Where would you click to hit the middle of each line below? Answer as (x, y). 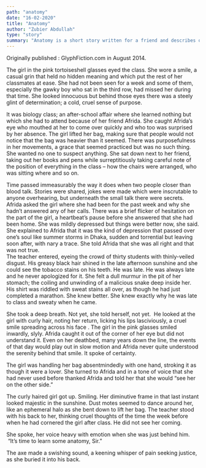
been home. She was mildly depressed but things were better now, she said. (103, 224)
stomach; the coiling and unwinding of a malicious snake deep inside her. (99, 282)
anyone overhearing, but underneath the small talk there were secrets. (95, 198)
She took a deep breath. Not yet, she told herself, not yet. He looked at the (101, 314)
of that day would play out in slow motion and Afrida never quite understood (102, 347)
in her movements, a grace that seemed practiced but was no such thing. (99, 147)
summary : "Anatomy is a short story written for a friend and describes (101, 40)
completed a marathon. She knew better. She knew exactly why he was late (102, 296)
